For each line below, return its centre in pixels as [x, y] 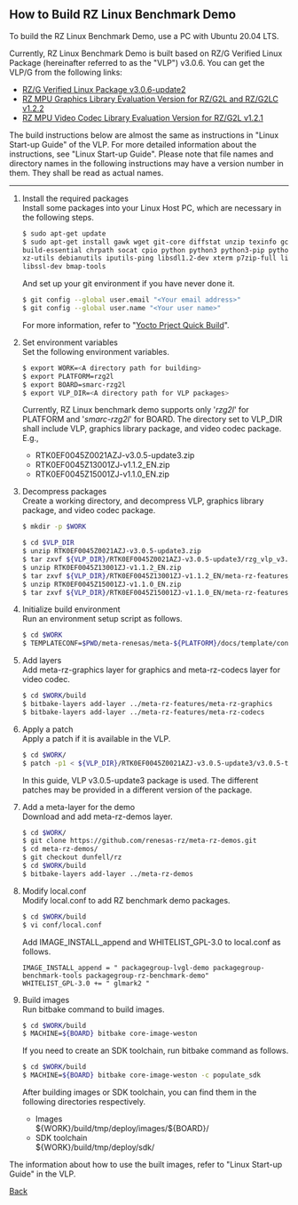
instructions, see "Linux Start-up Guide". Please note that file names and [141, 154]
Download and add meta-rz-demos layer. [97, 816]
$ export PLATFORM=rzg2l [68, 376]
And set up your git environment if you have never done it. [128, 284]
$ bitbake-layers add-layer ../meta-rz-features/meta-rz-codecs [143, 712]
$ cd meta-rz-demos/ [60, 849]
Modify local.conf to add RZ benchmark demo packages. [126, 900]
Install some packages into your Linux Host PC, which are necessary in [152, 207]
